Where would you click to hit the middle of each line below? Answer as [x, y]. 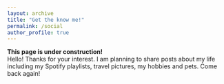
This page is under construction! [55, 52]
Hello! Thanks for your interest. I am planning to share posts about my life [111, 59]
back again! [24, 74]
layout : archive [30, 13]
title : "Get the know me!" [46, 20]
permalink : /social [35, 26]
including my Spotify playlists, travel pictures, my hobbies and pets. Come [112, 66]
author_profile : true [38, 32]
